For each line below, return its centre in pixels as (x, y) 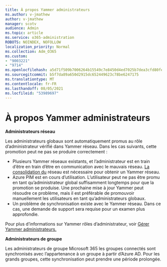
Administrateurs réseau (30, 132)
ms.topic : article (24, 33)
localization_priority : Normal (38, 47)
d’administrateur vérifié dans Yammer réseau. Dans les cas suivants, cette (81, 146)
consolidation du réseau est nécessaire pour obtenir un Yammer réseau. (86, 172)
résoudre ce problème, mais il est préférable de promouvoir (73, 193)
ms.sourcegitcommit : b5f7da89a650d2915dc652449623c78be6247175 (72, 75)
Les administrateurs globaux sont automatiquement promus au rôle (74, 141)
